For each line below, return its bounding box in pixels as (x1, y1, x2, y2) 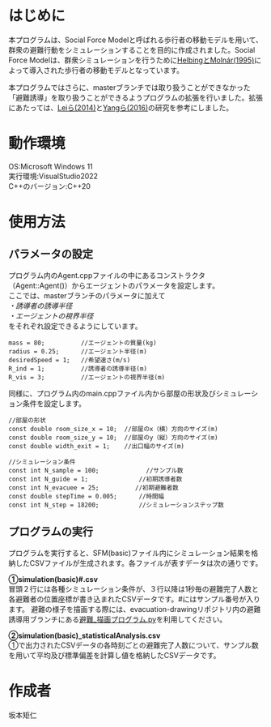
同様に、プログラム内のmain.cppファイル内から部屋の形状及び (8, 388, 217, 398)
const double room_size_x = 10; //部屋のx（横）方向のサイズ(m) (8, 425, 218, 433)
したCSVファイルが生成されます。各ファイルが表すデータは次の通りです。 (15, 558, 263, 567)
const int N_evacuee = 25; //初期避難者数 (8, 483, 180, 492)
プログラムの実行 (8, 525, 94, 539)
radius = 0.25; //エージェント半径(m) (8, 347, 147, 356)
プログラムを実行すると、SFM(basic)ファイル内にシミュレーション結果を (8, 548, 252, 558)
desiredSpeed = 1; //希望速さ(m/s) (8, 356, 131, 364)
